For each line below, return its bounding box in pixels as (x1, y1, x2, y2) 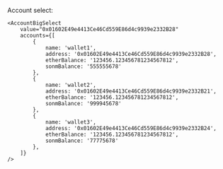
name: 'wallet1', (45, 45, 97, 52)
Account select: (7, 6, 53, 14)
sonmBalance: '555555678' (45, 63, 122, 70)
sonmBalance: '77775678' (45, 137, 119, 144)
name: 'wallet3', (45, 119, 97, 126)
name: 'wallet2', (45, 81, 97, 88)
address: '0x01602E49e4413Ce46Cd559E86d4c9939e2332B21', (45, 88, 217, 95)
